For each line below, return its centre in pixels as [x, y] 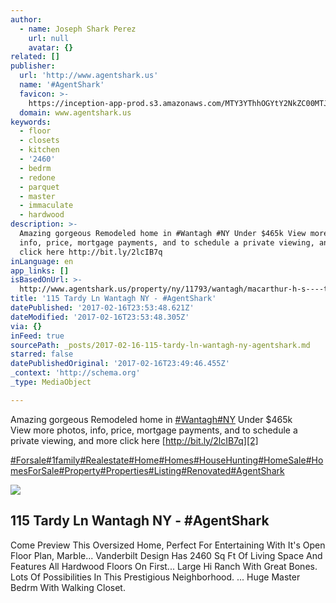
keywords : [31, 122]
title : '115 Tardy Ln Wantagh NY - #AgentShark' [113, 299]
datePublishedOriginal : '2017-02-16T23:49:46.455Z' [120, 364]
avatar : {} [51, 47]
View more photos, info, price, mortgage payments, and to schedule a [154, 430]
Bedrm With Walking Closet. [68, 587]
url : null [49, 38]
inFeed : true [37, 336]
